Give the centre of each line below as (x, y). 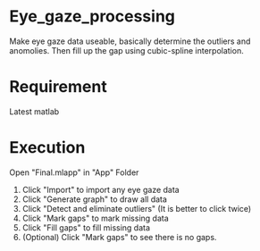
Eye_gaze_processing (92, 17)
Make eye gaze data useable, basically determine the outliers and (130, 41)
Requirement (58, 87)
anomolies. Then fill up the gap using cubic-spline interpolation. (126, 50)
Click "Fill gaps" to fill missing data (86, 227)
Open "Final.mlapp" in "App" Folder (74, 172)
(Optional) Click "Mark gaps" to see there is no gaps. (119, 237)
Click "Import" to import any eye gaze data (101, 189)
